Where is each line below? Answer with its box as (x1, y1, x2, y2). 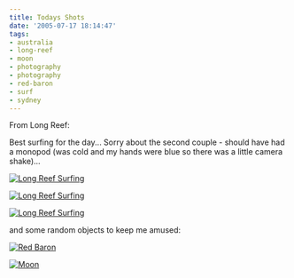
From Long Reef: (9, 120, 70, 131)
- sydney (9, 95, 42, 105)
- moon (9, 54, 34, 63)
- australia (9, 37, 53, 47)
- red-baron (9, 79, 53, 88)
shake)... (9, 156, 42, 167)
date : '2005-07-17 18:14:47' (9, 21, 117, 30)
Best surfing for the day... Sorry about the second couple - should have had (9, 137, 285, 147)
